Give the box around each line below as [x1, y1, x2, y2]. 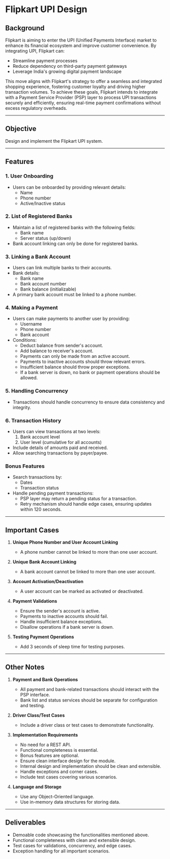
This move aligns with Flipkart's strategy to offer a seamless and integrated [5, 78, 162, 84]
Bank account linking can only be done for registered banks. [12, 240, 139, 247]
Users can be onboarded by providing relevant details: [12, 184, 126, 190]
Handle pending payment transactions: [12, 490, 94, 497]
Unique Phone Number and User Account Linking [12, 539, 118, 545]
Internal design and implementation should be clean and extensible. [20, 763, 161, 769]
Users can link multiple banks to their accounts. [12, 265, 112, 271]
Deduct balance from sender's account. [20, 343, 103, 349]
